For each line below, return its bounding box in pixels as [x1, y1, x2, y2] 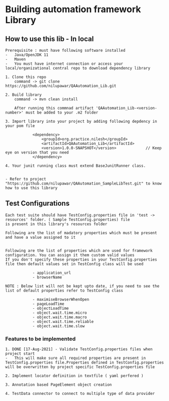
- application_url [32, 270, 71, 275]
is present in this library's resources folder [5, 222, 108, 227]
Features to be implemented [5, 335, 76, 342]
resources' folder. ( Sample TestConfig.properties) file [5, 217, 130, 222]
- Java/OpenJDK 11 [5, 52, 49, 57]
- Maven [5, 57, 26, 62]
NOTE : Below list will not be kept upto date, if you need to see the [5, 283, 159, 288]
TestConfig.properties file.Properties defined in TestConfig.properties [5, 360, 164, 366]
